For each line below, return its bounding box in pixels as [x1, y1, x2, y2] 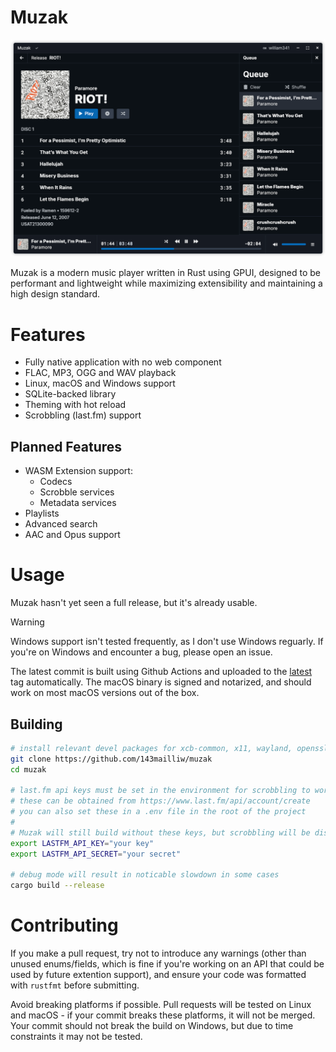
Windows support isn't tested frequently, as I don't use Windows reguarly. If [10, 636, 324, 648]
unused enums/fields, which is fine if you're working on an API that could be [10, 958, 325, 970]
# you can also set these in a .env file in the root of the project [10, 807, 307, 817]
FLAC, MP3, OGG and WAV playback [24, 367, 177, 379]
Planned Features [10, 438, 123, 455]
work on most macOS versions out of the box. [10, 687, 200, 699]
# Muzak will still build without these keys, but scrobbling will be [10, 827, 311, 838]
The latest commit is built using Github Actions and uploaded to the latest [10, 666, 313, 678]
